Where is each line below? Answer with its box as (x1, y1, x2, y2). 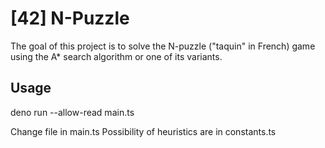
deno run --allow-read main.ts (10, 106, 135, 118)
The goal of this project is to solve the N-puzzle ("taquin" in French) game (10, 40, 316, 52)
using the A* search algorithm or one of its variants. (10, 50, 223, 62)
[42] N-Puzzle (10, 7, 130, 30)
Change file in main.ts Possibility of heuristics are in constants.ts (10, 125, 277, 137)
